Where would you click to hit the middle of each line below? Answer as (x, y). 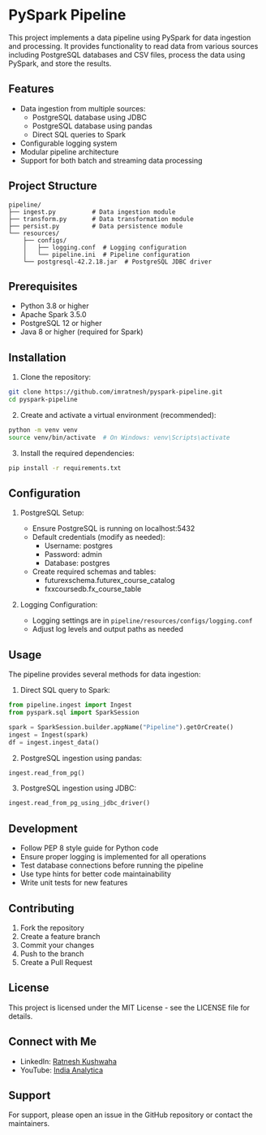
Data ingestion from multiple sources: (83, 108)
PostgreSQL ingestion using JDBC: (78, 788)
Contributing (41, 908)
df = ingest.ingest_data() (54, 742)
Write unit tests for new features (74, 883)
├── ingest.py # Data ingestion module (92, 212)
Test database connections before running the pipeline (112, 865)
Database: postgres (77, 563)
